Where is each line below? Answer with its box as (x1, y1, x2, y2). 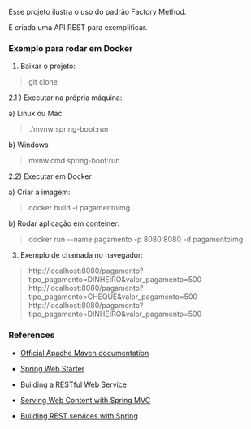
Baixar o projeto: (19, 61, 76, 71)
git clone (28, 77, 58, 87)
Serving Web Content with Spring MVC (19, 395, 151, 405)
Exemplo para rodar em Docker (8, 42, 133, 54)
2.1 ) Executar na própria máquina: (8, 93, 123, 102)
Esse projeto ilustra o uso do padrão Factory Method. (8, 7, 187, 16)
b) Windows (8, 140, 49, 149)
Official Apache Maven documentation (19, 348, 149, 357)
